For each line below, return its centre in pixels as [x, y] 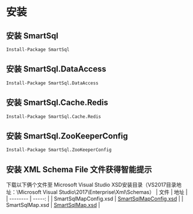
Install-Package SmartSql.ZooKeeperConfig [59, 150]
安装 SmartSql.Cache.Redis [57, 103]
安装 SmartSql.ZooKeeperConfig [67, 136]
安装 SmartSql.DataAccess [56, 69]
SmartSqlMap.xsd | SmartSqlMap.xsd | [53, 205]
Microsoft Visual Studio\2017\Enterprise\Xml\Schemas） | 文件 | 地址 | [103, 192]
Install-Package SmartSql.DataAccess [52, 83]
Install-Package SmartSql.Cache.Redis [54, 116]
